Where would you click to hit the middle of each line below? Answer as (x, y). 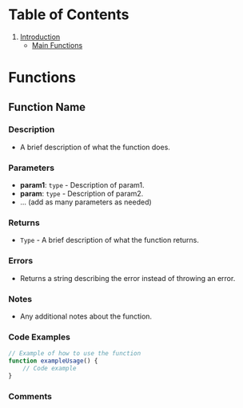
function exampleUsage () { (53, 361)
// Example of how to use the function (75, 354)
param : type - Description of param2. (82, 194)
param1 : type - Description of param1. (82, 185)
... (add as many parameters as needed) (86, 202)
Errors (21, 261)
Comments (30, 396)
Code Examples (39, 337)
